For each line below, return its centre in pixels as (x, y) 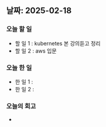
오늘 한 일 (19, 67)
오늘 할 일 (19, 29)
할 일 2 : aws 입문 (36, 51)
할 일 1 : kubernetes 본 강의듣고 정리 (57, 43)
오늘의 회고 (21, 106)
